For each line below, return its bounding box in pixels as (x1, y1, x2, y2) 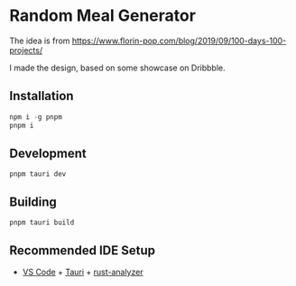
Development (9, 145, 88, 161)
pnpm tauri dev (9, 170, 67, 179)
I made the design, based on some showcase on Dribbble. (9, 62, 226, 73)
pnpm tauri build (9, 218, 75, 227)
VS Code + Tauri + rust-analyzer (22, 266, 143, 277)
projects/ (9, 44, 43, 55)
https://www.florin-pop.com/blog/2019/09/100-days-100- (71, 35, 287, 46)
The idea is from (9, 35, 70, 46)
